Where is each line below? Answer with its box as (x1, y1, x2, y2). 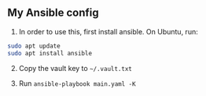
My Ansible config (7, 6, 99, 20)
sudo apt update (7, 42, 61, 50)
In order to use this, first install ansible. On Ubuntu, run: (18, 27, 198, 36)
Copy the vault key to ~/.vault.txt (18, 63, 133, 73)
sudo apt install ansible (7, 49, 92, 57)
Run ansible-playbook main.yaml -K (18, 78, 136, 88)
